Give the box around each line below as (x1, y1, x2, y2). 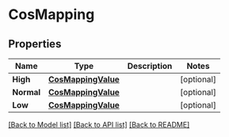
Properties (8, 37, 62, 51)
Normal (12, 87, 41, 97)
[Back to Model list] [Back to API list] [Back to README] (8, 120, 190, 129)
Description (127, 61, 173, 71)
